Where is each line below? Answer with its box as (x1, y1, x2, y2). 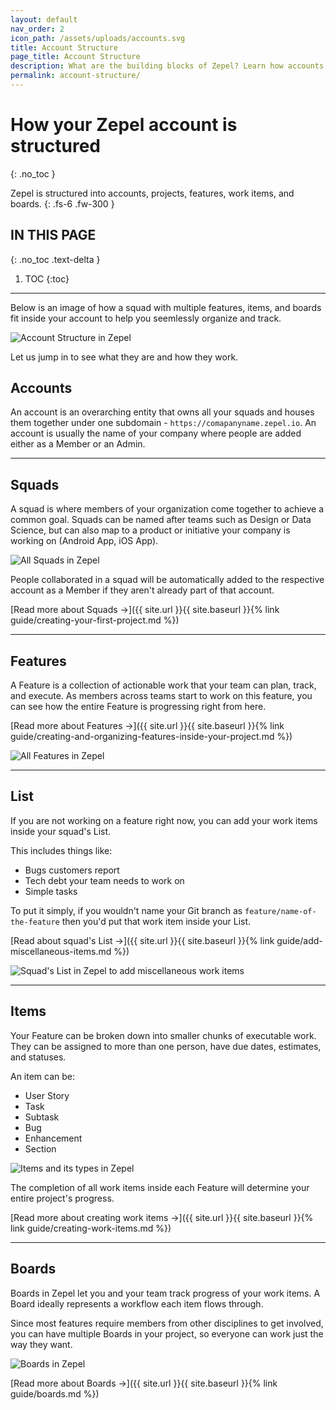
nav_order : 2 (10, 24, 65, 34)
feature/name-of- (244, 906, 317, 916)
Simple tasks (24, 885, 78, 897)
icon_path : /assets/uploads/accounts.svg (10, 33, 186, 43)
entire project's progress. (10, 1192, 115, 1204)
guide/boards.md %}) (10, 1387, 100, 1400)
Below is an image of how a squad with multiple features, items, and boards (10, 301, 322, 313)
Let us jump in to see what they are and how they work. (10, 351, 239, 363)
